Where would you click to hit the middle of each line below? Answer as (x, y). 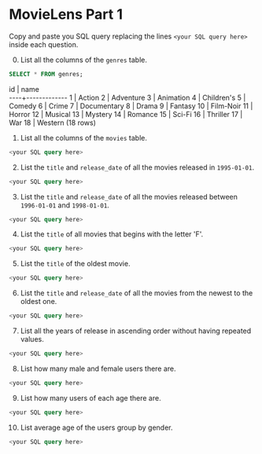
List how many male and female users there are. (98, 368)
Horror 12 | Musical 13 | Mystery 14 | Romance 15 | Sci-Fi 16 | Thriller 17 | (126, 114)
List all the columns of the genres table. (84, 60)
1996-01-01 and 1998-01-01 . (65, 205)
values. (32, 339)
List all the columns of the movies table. (84, 137)
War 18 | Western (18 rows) (53, 123)
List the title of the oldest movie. (75, 264)
